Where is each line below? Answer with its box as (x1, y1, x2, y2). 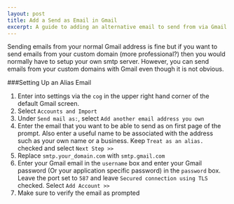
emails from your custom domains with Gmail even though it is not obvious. (7, 64, 224, 74)
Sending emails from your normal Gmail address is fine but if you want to (7, 43, 218, 51)
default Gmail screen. (17, 100, 80, 108)
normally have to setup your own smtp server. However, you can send (7, 57, 209, 66)
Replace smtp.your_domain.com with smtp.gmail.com (17, 151, 165, 160)
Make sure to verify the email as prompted (17, 189, 140, 197)
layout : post (7, 10, 46, 18)
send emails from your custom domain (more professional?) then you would (7, 50, 226, 58)
